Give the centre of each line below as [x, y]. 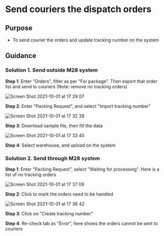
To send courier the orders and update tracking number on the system [86, 40]
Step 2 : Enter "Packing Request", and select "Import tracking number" [78, 106]
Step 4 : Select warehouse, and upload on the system [61, 145]
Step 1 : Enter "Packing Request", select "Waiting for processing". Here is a [83, 169]
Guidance [21, 56]
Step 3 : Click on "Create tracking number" [49, 213]
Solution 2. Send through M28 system [52, 158]
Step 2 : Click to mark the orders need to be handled [59, 194]
